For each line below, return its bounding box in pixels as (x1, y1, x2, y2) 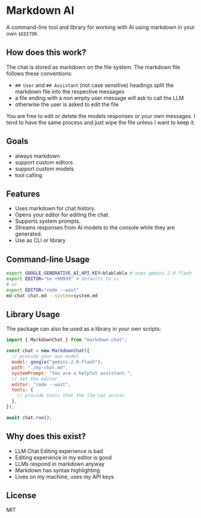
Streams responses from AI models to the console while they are (14, 224, 175, 231)
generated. (14, 230, 43, 238)
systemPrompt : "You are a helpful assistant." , (11, 370, 133, 376)
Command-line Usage (6, 254, 90, 264)
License (6, 490, 37, 501)
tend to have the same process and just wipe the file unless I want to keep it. (6, 119, 196, 126)
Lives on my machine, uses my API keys (14, 473, 114, 480)
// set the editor (11, 376, 58, 382)
